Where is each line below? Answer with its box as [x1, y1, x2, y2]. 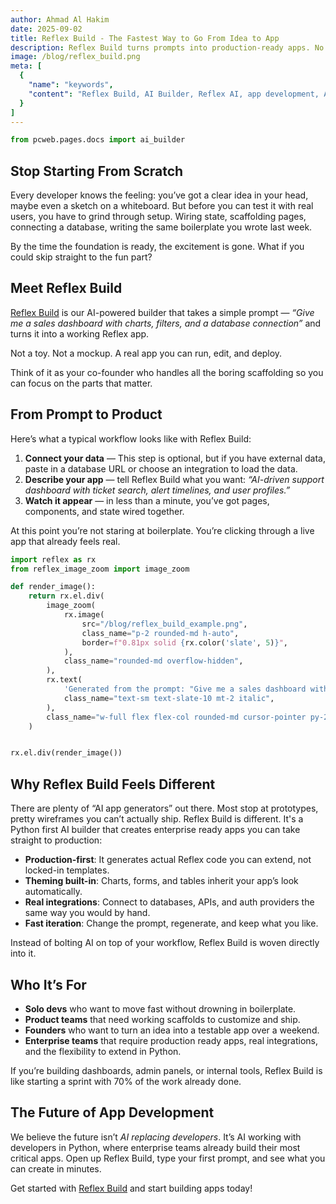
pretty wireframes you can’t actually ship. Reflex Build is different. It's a [10, 813, 304, 825]
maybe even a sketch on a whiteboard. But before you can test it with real [10, 200, 314, 212]
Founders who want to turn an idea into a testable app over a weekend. [24, 1024, 320, 1036]
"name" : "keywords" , [28, 80, 114, 90]
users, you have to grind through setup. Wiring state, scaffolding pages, [10, 211, 307, 223]
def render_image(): [10, 582, 97, 592]
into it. [10, 947, 37, 960]
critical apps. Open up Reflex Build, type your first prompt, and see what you [10, 1152, 326, 1164]
